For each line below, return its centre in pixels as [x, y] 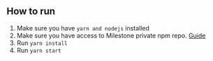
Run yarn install [42, 43]
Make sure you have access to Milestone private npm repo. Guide [111, 35]
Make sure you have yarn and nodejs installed [83, 28]
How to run [31, 11]
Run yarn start [39, 50]
